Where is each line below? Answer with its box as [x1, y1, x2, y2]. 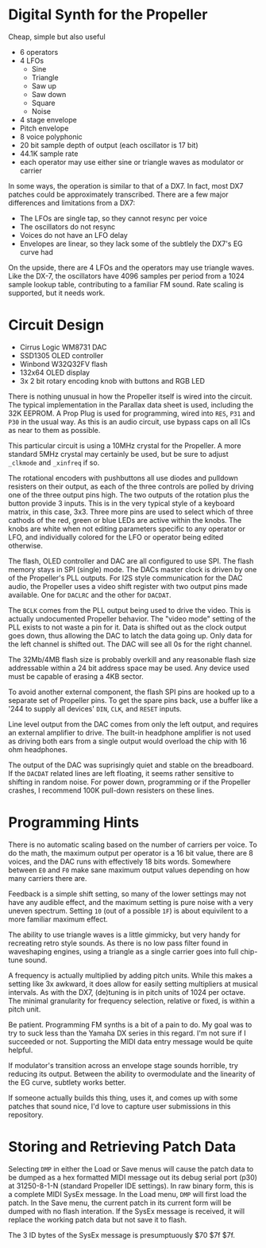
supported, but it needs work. [8, 288, 106, 298]
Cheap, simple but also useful [8, 32, 106, 41]
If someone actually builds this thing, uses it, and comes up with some [8, 1093, 238, 1102]
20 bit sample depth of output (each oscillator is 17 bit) [19, 140, 199, 150]
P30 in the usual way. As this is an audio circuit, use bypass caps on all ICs [8, 416, 251, 427]
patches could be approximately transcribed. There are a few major [8, 189, 229, 199]
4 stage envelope [19, 115, 77, 124]
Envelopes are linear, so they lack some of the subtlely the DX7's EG [19, 239, 244, 248]
